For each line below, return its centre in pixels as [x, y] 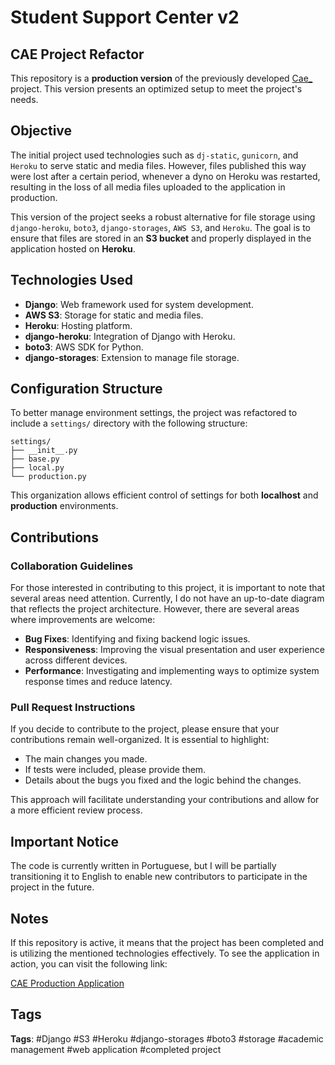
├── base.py [35, 459]
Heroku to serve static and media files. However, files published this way [158, 165]
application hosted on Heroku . [73, 248]
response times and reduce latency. [98, 682]
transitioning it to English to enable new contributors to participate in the [159, 877]
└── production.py [48, 477]
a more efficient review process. [76, 810]
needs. [24, 99]
